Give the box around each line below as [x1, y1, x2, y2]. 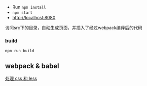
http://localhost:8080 [12, 15, 56, 20]
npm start [12, 10, 33, 15]
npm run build [5, 49, 35, 54]
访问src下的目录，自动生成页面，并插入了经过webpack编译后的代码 [5, 25, 143, 30]
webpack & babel [5, 61, 59, 70]
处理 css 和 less [5, 76, 37, 82]
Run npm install [12, 4, 46, 10]
